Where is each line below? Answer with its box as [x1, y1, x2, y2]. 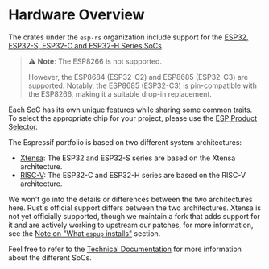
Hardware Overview [8, 6, 145, 24]
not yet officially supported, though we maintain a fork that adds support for [8, 211, 260, 221]
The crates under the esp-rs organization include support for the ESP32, [8, 32, 249, 42]
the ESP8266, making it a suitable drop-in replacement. [27, 89, 212, 98]
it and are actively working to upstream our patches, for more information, [8, 220, 254, 230]
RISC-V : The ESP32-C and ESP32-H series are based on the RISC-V [19, 170, 246, 180]
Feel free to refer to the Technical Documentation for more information [8, 244, 242, 254]
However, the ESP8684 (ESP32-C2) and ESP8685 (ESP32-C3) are [27, 72, 248, 81]
